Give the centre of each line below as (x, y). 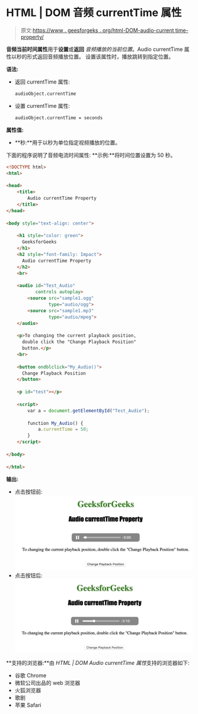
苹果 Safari (28, 705)
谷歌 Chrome (31, 675)
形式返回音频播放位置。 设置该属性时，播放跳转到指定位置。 (100, 56)
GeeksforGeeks (39, 242)
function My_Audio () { (55, 423)
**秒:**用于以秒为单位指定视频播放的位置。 (67, 142)
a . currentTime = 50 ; (63, 430)
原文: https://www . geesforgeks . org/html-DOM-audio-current (97, 30)
